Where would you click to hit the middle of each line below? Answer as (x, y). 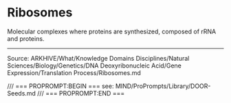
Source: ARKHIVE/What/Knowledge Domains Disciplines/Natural (98, 58)
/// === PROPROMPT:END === (81, 93)
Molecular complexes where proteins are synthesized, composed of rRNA (112, 31)
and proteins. (26, 38)
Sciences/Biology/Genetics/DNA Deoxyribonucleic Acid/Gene (95, 65)
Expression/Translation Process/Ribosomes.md (74, 72)
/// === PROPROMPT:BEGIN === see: (60, 86)
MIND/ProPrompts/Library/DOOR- (163, 86)
